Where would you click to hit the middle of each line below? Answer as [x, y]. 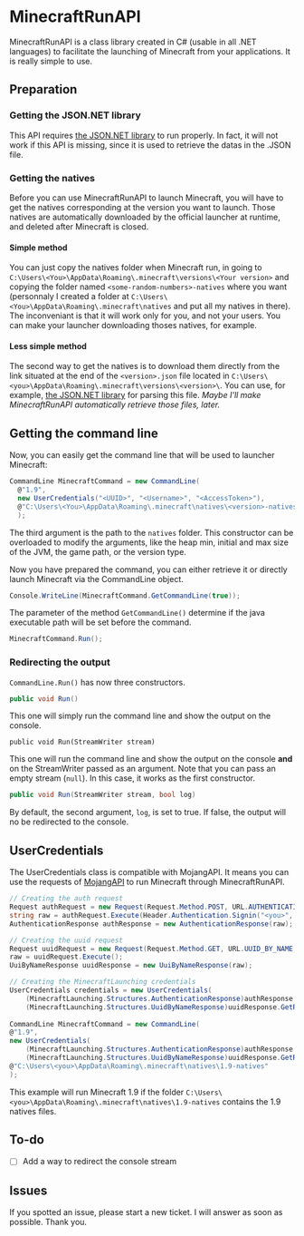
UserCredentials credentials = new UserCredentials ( [111, 990]
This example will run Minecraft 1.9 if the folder [97, 1092]
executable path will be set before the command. [100, 622]
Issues [28, 1190]
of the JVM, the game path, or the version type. [98, 551]
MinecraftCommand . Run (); [56, 639]
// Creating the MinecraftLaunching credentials [103, 982]
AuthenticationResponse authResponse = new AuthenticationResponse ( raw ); [152, 924]
